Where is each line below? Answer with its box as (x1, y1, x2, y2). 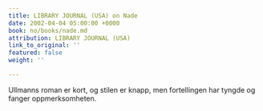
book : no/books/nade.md (8, 26, 88, 34)
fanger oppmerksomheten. (8, 93, 97, 103)
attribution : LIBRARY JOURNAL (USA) (8, 34, 131, 42)
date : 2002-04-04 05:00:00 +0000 (8, 19, 120, 27)
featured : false (8, 49, 63, 57)
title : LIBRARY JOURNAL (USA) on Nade (8, 11, 138, 20)
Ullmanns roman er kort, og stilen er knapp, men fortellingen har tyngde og (8, 85, 256, 94)
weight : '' (8, 57, 45, 65)
